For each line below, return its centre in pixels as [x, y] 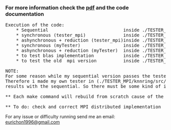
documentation [25, 14]
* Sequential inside [78, 30]
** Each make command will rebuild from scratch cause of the [84, 97]
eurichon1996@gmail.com [33, 122]
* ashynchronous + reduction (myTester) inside [78, 51]
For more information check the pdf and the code [67, 8]
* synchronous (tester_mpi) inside [78, 35]
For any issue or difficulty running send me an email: [60, 117]
